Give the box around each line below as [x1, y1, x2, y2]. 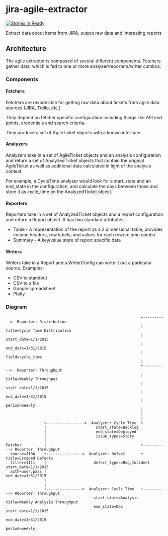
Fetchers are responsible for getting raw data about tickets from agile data [6, 99, 160, 105]
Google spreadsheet [13, 286, 56, 292]
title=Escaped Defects [6, 456, 53, 461]
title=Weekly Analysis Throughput [6, 499, 78, 505]
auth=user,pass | [10, 469, 47, 474]
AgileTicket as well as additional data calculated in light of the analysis [6, 163, 151, 169]
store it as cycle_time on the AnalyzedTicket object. [6, 189, 113, 195]
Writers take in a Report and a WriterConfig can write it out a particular [6, 260, 152, 266]
